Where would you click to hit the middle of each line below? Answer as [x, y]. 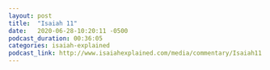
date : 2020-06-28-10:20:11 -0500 [68, 31]
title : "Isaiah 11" [43, 23]
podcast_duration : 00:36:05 [56, 38]
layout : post [30, 16]
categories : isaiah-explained [59, 46]
